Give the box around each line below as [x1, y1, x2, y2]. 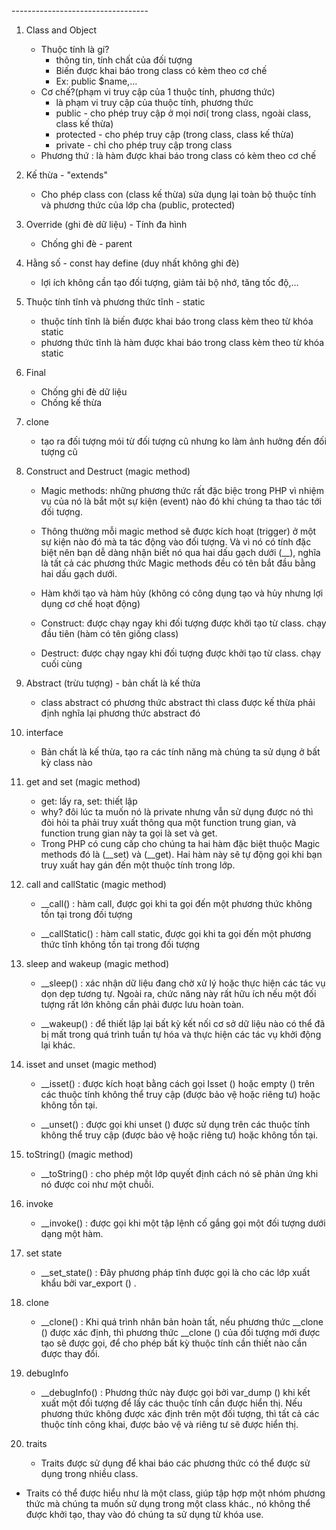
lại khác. [40, 1039, 76, 1051]
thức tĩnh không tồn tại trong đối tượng [40, 939, 201, 950]
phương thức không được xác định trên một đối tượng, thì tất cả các [40, 1408, 320, 1419]
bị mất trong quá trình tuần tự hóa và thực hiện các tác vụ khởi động [40, 1029, 322, 1040]
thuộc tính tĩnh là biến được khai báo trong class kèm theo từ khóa [40, 315, 314, 327]
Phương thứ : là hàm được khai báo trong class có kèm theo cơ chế [40, 150, 317, 161]
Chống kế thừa [40, 397, 103, 408]
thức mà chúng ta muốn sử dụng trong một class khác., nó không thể [25, 1498, 311, 1509]
